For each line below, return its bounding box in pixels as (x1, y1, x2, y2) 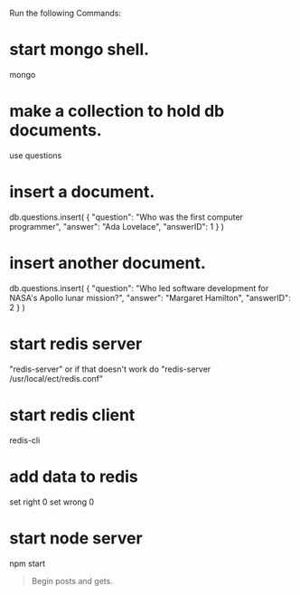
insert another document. (9, 253, 206, 273)
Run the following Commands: (9, 8, 122, 18)
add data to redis (9, 466, 138, 486)
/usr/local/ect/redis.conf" (9, 373, 104, 383)
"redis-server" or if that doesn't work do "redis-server (9, 364, 211, 374)
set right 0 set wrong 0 (9, 496, 95, 507)
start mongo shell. (9, 40, 150, 60)
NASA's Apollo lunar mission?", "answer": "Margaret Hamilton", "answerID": (9, 292, 291, 303)
